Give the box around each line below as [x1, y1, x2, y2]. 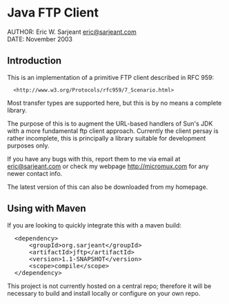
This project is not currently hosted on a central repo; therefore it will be [7, 281, 212, 290]
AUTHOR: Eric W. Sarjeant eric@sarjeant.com [7, 28, 137, 36]
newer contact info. [7, 169, 63, 177]
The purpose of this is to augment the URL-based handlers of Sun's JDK [7, 119, 213, 128]
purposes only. [7, 141, 50, 150]
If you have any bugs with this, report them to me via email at [7, 154, 181, 163]
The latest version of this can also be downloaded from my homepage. [7, 183, 208, 191]
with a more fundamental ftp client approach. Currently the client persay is [7, 126, 219, 135]
